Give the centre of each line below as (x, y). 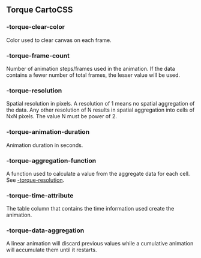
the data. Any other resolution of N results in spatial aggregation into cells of (100, 110)
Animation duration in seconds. (45, 145)
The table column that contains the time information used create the (90, 209)
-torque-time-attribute (40, 196)
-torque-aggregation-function (51, 160)
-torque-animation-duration (48, 132)
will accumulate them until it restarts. (52, 250)
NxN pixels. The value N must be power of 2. (61, 116)
